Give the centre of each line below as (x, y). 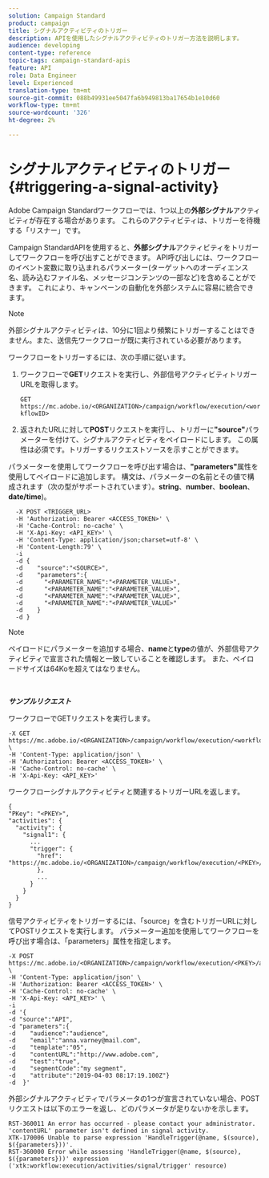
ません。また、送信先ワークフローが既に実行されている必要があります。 (127, 340)
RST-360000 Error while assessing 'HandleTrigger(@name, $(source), (125, 1152)
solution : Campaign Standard (57, 16)
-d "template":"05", (48, 1047)
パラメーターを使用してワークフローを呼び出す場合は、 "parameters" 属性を (133, 466)
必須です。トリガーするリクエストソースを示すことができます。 (139, 449)
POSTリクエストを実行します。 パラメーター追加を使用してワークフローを (137, 931)
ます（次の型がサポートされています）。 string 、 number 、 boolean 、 (142, 486)
